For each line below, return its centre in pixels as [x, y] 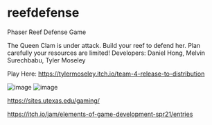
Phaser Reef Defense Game [47, 32]
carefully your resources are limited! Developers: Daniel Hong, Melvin [106, 53]
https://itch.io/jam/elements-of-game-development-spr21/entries [100, 114]
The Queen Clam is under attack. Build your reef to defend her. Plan [104, 45]
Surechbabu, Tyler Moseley [46, 60]
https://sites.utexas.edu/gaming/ [54, 100]
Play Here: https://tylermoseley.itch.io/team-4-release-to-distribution [106, 74]
